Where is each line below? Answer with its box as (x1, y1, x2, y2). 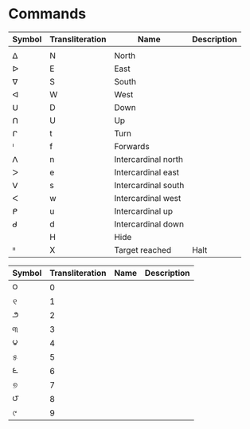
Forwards (114, 140, 150, 152)
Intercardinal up (114, 205, 174, 216)
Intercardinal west (114, 192, 182, 203)
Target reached (114, 244, 172, 255)
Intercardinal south (114, 179, 185, 191)
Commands (8, 5, 87, 23)
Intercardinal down (114, 218, 185, 230)
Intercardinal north (114, 153, 183, 164)
